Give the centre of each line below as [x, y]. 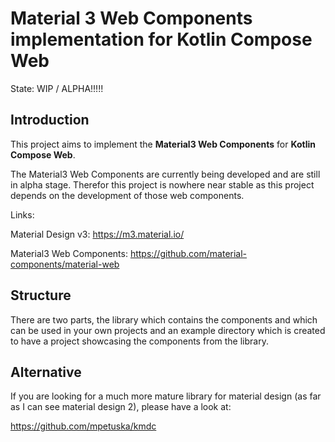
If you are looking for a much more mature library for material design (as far [166, 396]
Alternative [46, 372]
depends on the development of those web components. [127, 195]
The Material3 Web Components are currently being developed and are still [165, 174]
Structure [41, 295]
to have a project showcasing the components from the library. [139, 341]
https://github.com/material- [188, 253]
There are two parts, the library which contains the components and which [164, 319]
